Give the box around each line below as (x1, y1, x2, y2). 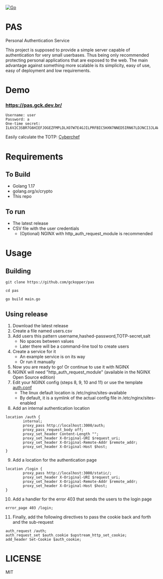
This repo (12, 193, 32, 199)
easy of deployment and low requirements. (5, 67, 91, 73)
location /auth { (5, 415, 41, 419)
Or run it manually (19, 359, 56, 365)
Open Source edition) (12, 374, 56, 380)
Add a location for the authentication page (12, 457, 97, 463)
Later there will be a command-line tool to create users (19, 343, 130, 349)
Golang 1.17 (12, 183, 35, 189)
